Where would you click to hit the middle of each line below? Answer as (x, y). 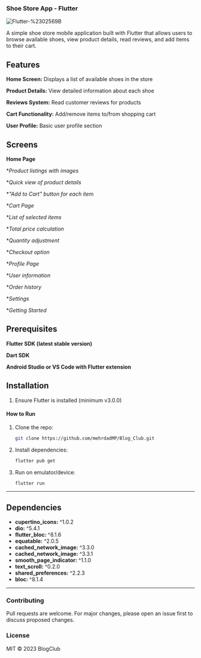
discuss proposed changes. (40, 620)
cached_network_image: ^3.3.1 (54, 554)
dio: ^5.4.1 (27, 528)
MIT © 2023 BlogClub (33, 648)
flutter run (30, 483)
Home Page (21, 159)
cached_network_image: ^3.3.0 (54, 548)
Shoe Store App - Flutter (42, 8)
